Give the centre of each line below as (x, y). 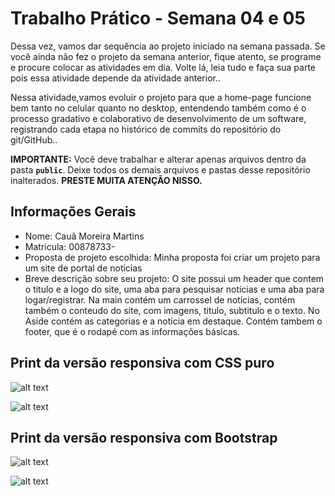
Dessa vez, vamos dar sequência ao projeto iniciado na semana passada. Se (168, 46)
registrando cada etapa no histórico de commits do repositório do (146, 129)
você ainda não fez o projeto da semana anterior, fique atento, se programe (166, 56)
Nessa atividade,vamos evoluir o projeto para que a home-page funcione (161, 97)
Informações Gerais (73, 212)
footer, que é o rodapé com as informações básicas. (132, 331)
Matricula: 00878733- (70, 246)
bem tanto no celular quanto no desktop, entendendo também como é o (158, 108)
